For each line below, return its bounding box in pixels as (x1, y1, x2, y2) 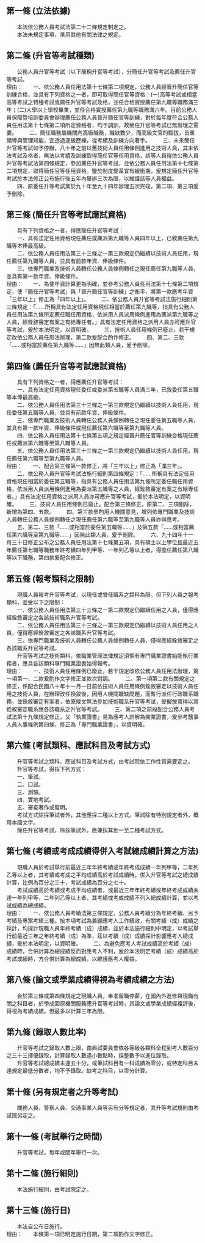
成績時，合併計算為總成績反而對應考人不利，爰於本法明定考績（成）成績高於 (6, 947, 199, 955)
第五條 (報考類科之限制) (6, 574, 95, 584)
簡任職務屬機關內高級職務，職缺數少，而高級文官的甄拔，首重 (39, 129, 195, 136)
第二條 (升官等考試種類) (6, 51, 95, 61)
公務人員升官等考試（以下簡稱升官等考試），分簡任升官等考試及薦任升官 (16, 68, 196, 75)
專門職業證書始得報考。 (54, 660, 113, 667)
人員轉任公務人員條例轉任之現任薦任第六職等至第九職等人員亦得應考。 (6, 516, 183, 523)
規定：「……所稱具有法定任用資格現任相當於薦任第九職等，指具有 (16, 303, 179, 310)
